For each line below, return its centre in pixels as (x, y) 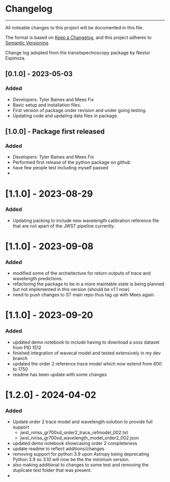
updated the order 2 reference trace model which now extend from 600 (87, 363)
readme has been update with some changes (60, 374)
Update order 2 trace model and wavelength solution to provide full (82, 422)
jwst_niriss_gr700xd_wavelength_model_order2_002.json (79, 438)
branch (20, 358)
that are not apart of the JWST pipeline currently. (64, 226)
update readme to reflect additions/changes (58, 449)
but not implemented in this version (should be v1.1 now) (71, 289)
